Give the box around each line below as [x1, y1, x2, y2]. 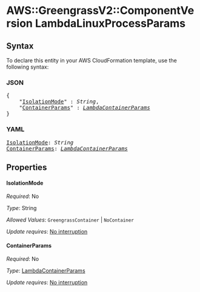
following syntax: [6, 63, 49, 70]
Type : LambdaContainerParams [6, 267, 86, 274]
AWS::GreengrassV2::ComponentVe [6, 4, 195, 18]
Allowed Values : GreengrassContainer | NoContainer [6, 216, 135, 223]
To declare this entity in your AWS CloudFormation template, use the [6, 57, 177, 64]
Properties [6, 162, 47, 172]
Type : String [6, 205, 37, 212]
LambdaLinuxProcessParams [35, 16, 186, 30]
